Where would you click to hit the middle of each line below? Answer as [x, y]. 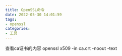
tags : [11, 19]
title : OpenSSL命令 [25, 10]
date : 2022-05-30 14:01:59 [34, 15]
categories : [18, 29]
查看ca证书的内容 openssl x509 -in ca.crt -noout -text [61, 48]
